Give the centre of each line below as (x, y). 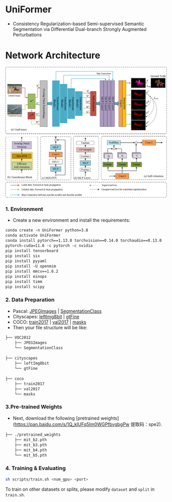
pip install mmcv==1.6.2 (32, 272)
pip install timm (24, 282)
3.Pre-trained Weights (34, 407)
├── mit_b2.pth (31, 440)
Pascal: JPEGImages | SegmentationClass (57, 311)
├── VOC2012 (18, 337)
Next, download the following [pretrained (56, 418)
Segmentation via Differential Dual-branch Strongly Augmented (80, 29)
